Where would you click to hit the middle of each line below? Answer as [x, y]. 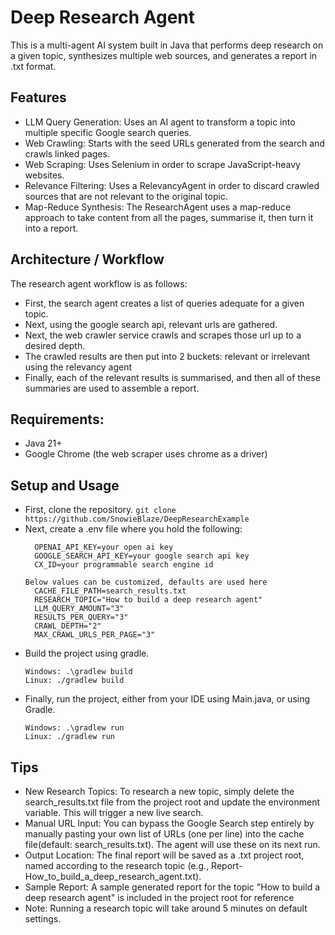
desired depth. [55, 345]
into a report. [51, 228]
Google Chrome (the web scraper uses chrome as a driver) [146, 454]
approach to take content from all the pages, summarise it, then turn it [169, 217]
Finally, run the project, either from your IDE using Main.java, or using [167, 699]
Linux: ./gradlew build [74, 681]
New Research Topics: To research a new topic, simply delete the [159, 791]
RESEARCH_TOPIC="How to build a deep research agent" [148, 600]
